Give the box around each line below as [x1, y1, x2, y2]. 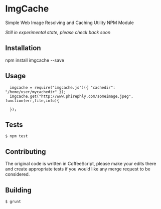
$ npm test [5, 134, 28, 139]
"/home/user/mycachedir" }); [5, 89, 66, 94]
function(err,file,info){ [5, 98, 59, 103]
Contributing [5, 147, 46, 156]
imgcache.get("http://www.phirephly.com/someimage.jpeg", [10, 94, 134, 99]
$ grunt [5, 199, 22, 204]
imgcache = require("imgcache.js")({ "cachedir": [10, 85, 115, 90]
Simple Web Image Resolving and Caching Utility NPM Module [5, 20, 134, 26]
